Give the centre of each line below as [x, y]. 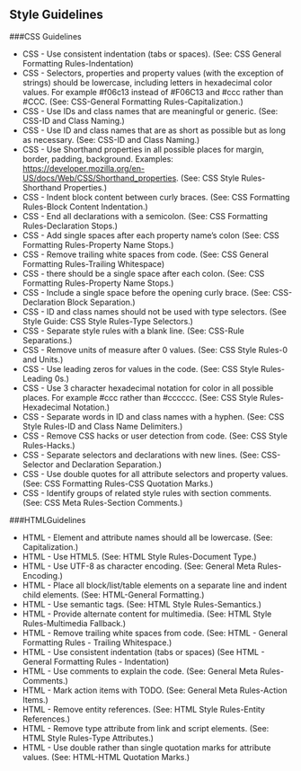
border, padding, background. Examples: [97, 159]
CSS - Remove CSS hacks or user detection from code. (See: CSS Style [155, 436]
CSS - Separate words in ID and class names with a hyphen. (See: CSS [153, 416]
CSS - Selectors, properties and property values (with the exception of [153, 73]
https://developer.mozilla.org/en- [84, 168]
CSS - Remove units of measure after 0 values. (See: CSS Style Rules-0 [155, 350]
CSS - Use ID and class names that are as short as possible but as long [154, 130]
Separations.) [47, 340]
